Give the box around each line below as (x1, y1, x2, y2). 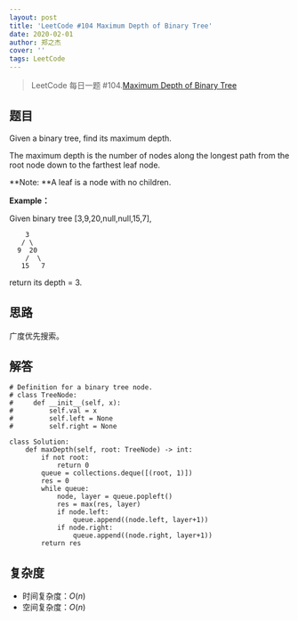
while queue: (41, 485, 90, 494)
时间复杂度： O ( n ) (21, 591, 86, 601)
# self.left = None (9, 414, 114, 423)
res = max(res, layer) (56, 500, 141, 509)
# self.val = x (9, 406, 98, 415)
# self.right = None (9, 422, 117, 431)
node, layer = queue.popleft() (56, 492, 173, 502)
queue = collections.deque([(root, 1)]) (41, 469, 193, 478)
